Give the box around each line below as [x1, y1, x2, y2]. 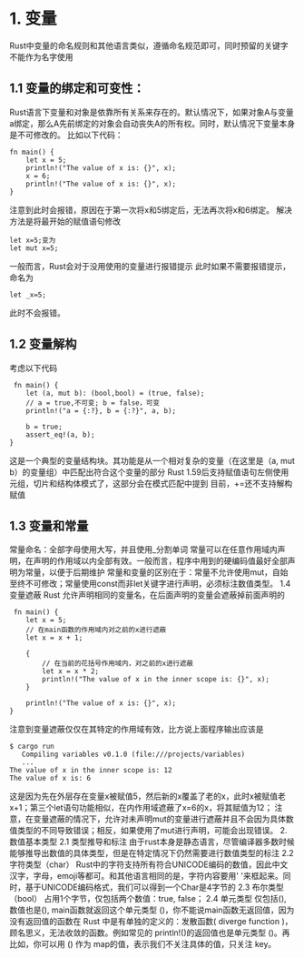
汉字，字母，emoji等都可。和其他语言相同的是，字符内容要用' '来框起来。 [9, 871, 283, 882]
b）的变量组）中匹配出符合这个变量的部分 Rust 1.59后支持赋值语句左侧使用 [9, 466, 289, 478]
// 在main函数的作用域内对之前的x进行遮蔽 [25, 625, 167, 635]
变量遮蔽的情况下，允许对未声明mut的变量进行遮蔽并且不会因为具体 [33, 813, 287, 824]
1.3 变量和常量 [9, 518, 89, 533]
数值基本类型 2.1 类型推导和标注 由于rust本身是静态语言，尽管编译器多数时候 [9, 836, 295, 847]
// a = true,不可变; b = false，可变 [25, 398, 161, 408]
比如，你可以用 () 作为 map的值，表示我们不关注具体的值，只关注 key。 [9, 939, 277, 950]
